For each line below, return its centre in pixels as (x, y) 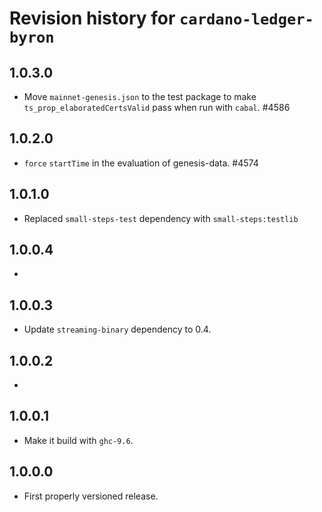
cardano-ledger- (246, 19)
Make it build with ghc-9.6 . (78, 440)
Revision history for (92, 18)
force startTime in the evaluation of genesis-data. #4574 (141, 163)
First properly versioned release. (91, 496)
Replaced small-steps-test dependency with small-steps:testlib (161, 218)
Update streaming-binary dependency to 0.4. (117, 329)
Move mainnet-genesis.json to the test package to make (140, 96)
